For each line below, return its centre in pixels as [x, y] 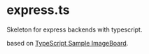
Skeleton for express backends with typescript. [74, 29]
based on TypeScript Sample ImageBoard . [68, 43]
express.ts [38, 10]
